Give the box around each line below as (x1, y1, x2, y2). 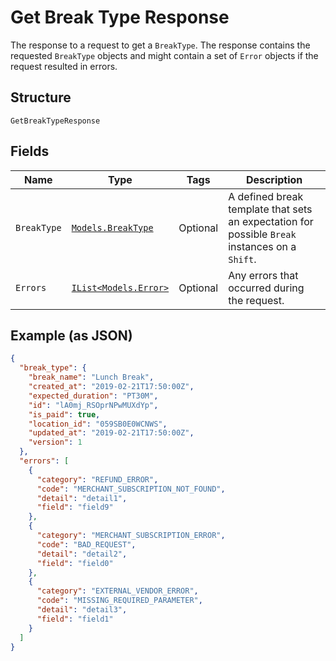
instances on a (228, 239, 297, 253)
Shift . (228, 252, 257, 266)
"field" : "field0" (36, 558, 114, 568)
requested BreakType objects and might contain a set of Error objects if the (10, 49, 319, 61)
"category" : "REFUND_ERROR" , (36, 474, 159, 485)
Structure (10, 89, 72, 106)
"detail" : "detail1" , (36, 493, 128, 503)
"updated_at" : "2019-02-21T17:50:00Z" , (28, 428, 195, 438)
